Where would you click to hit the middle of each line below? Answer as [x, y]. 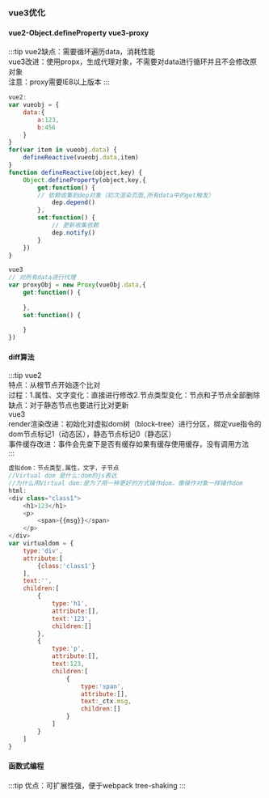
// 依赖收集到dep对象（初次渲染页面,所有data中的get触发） [126, 195]
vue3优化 [27, 12]
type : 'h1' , [70, 604]
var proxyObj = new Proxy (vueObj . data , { [78, 285]
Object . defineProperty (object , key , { [85, 180]
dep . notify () [73, 232]
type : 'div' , [43, 551]
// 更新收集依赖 [75, 225]
